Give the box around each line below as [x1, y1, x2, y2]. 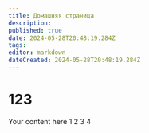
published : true [8, 26, 62, 34]
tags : [8, 41, 26, 49]
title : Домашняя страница [8, 11, 94, 20]
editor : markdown [8, 49, 66, 57]
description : [8, 19, 52, 27]
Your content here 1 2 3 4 [8, 116, 92, 126]
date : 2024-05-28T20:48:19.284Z [8, 33, 116, 42]
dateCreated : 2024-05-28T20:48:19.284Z [8, 57, 141, 65]
